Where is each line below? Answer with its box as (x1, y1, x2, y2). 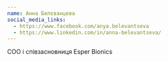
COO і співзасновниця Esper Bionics (7, 48, 113, 56)
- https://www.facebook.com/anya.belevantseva (13, 22, 149, 29)
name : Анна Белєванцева (7, 10, 76, 17)
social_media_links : (7, 16, 67, 23)
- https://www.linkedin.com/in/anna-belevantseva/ (13, 29, 162, 36)
